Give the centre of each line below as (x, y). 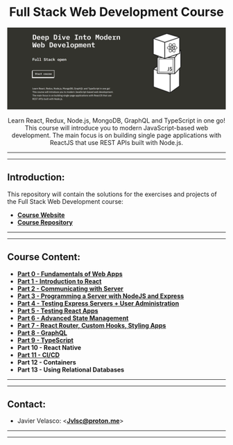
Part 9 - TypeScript (45, 340)
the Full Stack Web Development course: (65, 201)
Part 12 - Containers (46, 362)
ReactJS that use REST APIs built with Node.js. (116, 142)
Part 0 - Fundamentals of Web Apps (70, 274)
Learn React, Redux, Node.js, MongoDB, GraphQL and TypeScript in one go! (116, 120)
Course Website (41, 215)
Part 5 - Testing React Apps (58, 311)
